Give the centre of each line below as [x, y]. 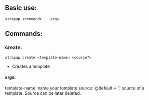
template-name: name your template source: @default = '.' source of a [75, 88]
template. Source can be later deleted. [43, 93]
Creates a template [31, 66]
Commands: [24, 34]
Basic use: [21, 8]
